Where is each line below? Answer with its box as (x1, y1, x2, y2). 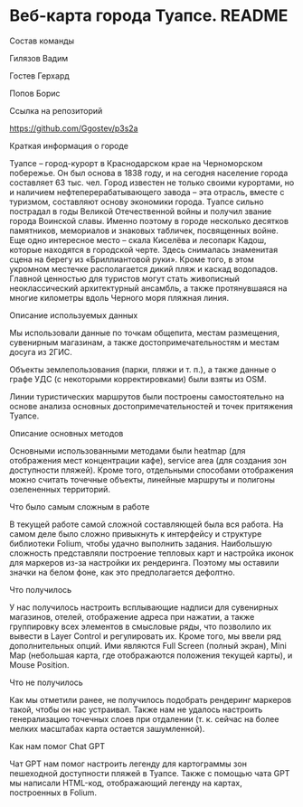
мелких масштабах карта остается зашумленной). (9, 723, 205, 734)
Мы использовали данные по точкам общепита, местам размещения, (9, 327, 280, 338)
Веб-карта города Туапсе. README (9, 5, 289, 26)
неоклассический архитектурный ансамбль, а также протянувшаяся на (9, 282, 288, 294)
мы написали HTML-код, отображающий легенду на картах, (9, 777, 242, 788)
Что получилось (9, 584, 72, 595)
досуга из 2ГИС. (9, 346, 72, 357)
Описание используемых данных (9, 309, 138, 321)
